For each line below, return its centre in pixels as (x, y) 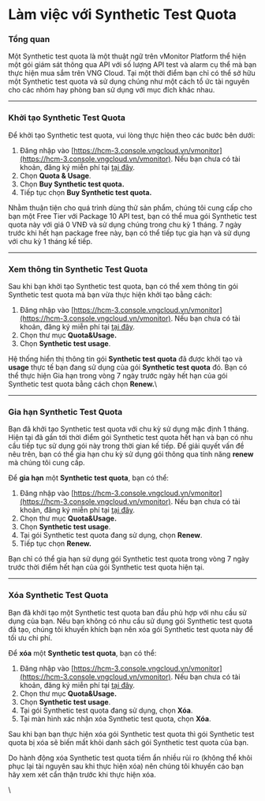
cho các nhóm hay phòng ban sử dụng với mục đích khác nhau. (112, 90)
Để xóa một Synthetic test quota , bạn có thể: (82, 652)
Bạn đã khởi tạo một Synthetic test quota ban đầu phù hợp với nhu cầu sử (127, 612)
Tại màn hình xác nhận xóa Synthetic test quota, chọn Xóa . (115, 718)
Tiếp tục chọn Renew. (56, 543)
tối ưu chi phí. (30, 637)
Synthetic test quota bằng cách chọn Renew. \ (83, 384)
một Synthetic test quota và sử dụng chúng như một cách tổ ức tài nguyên (129, 81)
